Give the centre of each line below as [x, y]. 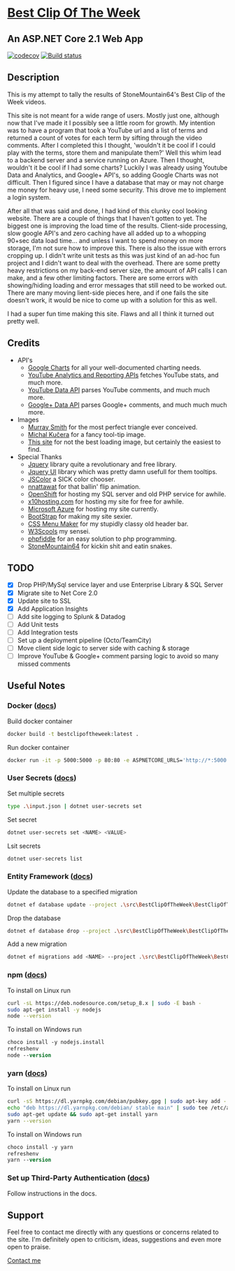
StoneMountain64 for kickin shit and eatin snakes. [100, 546]
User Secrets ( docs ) [42, 778]
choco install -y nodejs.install [56, 1042]
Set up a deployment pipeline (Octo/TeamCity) [84, 640]
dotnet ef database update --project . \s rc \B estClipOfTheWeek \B [103, 905]
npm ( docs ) [27, 975]
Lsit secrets [24, 846]
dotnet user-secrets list [45, 859]
